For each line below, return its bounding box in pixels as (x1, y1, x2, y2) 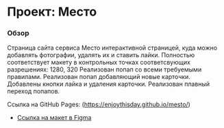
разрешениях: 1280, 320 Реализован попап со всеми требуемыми (7, 65, 202, 74)
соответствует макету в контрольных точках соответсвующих (7, 59, 190, 67)
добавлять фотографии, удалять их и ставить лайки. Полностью (7, 51, 195, 59)
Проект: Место (7, 4, 97, 20)
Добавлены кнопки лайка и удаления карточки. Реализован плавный (7, 80, 210, 89)
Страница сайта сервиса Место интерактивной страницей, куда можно (7, 44, 218, 52)
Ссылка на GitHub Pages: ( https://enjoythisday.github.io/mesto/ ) (7, 100, 190, 109)
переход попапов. (7, 87, 60, 95)
